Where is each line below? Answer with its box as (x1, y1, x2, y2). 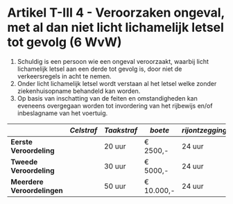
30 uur (103, 161, 126, 171)
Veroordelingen (10, 185, 64, 195)
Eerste (10, 137, 33, 146)
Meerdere (10, 177, 44, 187)
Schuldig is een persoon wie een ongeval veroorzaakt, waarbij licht (17, 57, 209, 65)
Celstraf (69, 125, 98, 135)
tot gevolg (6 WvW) (7, 35, 123, 50)
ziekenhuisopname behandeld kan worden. (17, 87, 141, 95)
